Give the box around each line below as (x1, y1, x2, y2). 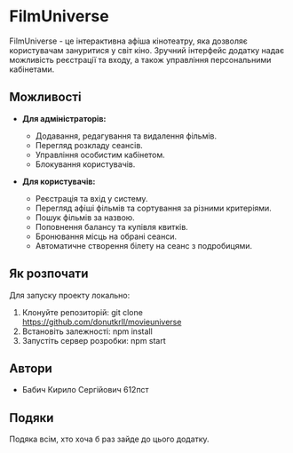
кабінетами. (9, 64, 55, 75)
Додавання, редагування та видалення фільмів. (35, 131, 218, 141)
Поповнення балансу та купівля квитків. (35, 221, 188, 232)
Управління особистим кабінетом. (35, 149, 166, 160)
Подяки (9, 410, 54, 425)
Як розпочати (9, 266, 89, 282)
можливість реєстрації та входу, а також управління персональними (9, 54, 272, 65)
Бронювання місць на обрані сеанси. (35, 231, 178, 242)
